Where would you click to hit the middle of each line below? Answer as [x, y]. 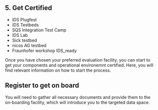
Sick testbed [24, 40]
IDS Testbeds [25, 25]
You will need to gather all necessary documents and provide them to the [78, 97]
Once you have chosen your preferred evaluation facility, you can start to [78, 60]
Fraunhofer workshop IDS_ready [44, 50]
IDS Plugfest [24, 19]
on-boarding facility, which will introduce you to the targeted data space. [77, 102]
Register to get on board [42, 86]
